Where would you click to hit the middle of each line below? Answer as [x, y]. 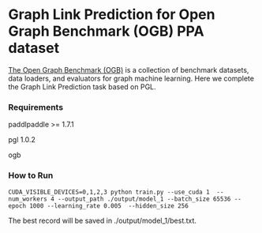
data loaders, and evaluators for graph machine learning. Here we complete [131, 78]
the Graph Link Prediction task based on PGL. [82, 86]
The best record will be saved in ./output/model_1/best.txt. [103, 220]
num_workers [28, 199]
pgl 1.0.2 [22, 140]
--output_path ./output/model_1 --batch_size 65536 [144, 199]
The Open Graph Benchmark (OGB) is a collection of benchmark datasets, [129, 70]
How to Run [31, 175]
